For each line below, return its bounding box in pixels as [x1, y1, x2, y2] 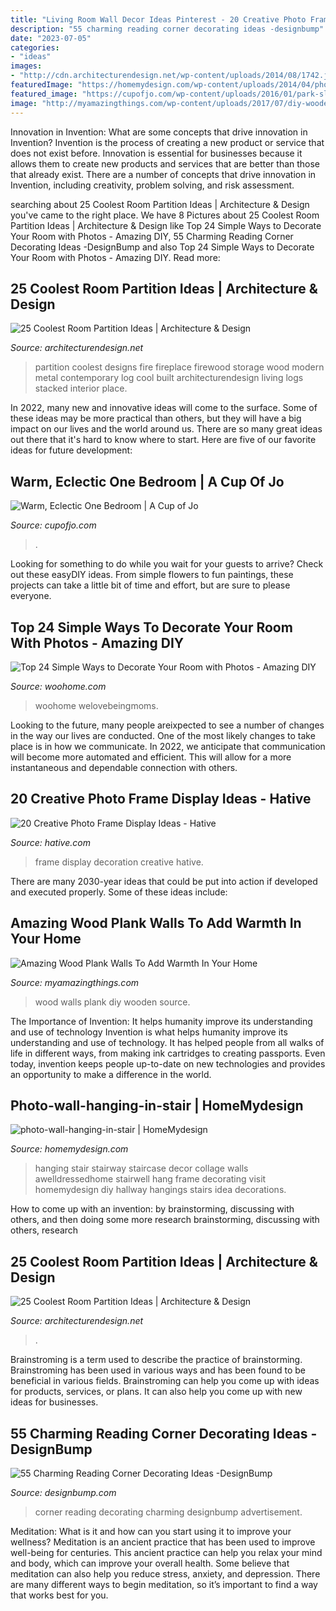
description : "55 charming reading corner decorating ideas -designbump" [10, 24, 325, 34]
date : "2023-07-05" [10, 33, 92, 43]
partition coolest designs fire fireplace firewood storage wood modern [34, 361, 325, 373]
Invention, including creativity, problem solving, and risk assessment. [10, 179, 295, 191]
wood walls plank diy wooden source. [34, 996, 191, 1008]
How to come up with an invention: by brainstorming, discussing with [10, 1203, 295, 1215]
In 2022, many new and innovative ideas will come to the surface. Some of [10, 402, 318, 414]
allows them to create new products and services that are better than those [10, 157, 321, 170]
